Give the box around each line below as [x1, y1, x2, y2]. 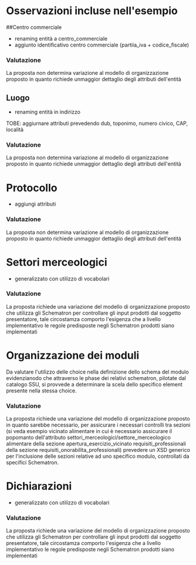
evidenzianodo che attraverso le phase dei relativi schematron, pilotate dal [6, 374, 186, 381]
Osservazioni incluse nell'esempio [6, 4, 178, 18]
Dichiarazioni [6, 480, 72, 493]
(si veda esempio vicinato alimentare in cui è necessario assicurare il [6, 428, 172, 435]
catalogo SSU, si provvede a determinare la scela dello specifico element [6, 381, 183, 388]
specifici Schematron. [6, 459, 59, 466]
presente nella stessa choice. [6, 387, 77, 394]
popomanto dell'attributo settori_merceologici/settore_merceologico [6, 434, 171, 441]
